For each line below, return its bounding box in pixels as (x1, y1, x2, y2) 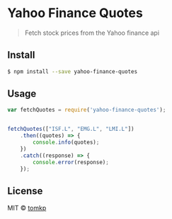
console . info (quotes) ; (33, 139, 100, 146)
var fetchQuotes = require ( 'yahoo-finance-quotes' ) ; (7, 107, 166, 114)
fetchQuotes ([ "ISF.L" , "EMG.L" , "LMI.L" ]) (7, 126, 134, 133)
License (7, 185, 43, 197)
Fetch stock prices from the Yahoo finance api (24, 28, 160, 37)
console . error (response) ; (33, 159, 110, 166)
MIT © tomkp (7, 204, 47, 213)
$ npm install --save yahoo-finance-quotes (7, 68, 138, 75)
